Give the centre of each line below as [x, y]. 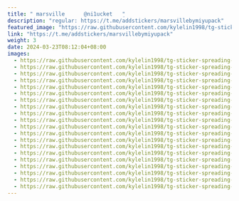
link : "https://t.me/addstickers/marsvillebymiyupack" [90, 34]
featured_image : [31, 27]
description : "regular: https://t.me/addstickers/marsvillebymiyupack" [116, 21]
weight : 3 [22, 41]
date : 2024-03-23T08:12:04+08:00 [57, 47]
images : [19, 54]
